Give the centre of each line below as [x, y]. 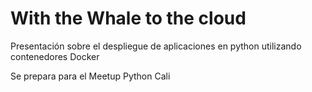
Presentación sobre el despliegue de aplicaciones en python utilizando [156, 46]
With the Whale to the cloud [128, 18]
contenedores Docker [55, 56]
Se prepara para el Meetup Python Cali [90, 76]
